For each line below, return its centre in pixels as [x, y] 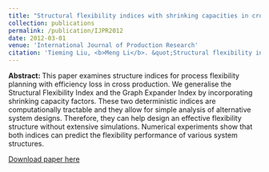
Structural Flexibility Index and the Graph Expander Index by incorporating [130, 92]
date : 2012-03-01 [37, 38]
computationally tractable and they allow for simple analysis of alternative [130, 110]
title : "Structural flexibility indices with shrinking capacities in [128, 16]
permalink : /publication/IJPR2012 [66, 30]
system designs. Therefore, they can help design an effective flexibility [125, 118]
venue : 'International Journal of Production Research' [103, 46]
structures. [26, 144]
